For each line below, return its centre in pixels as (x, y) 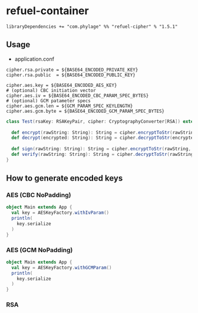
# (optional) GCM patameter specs (49, 101)
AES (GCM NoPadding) (39, 250)
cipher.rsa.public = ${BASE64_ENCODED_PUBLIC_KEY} (71, 75)
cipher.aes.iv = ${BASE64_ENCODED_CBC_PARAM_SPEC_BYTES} (77, 96)
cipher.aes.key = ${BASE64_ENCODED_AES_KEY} (62, 85)
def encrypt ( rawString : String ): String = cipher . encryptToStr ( (92, 132)
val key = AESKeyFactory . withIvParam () (60, 213)
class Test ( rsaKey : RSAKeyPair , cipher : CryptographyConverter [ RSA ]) (93, 121)
